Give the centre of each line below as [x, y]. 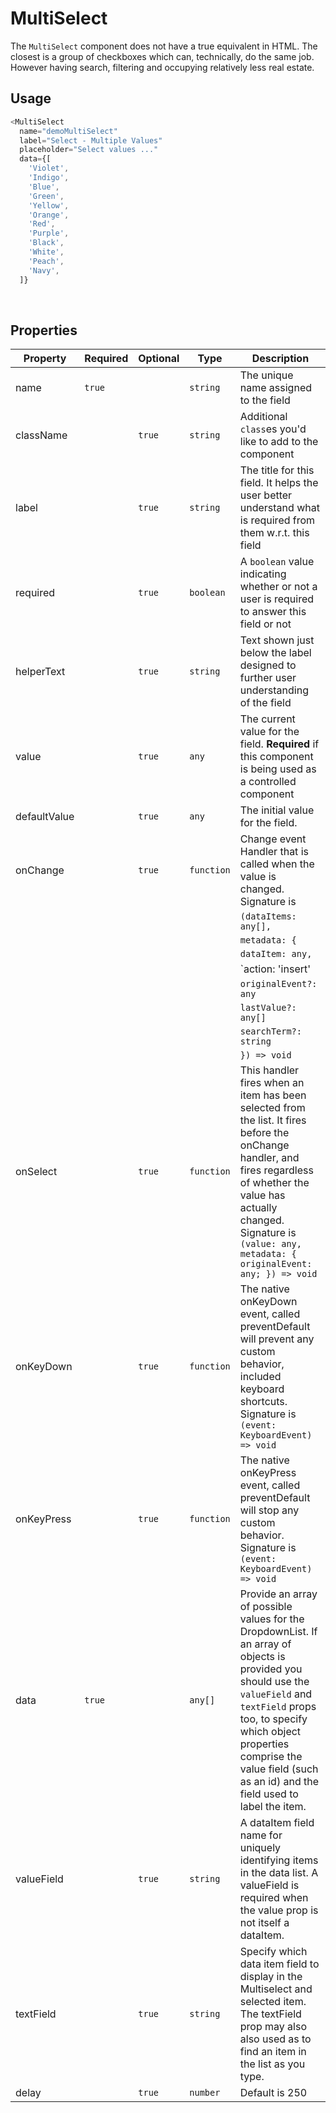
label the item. [273, 1807]
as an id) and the [279, 1782]
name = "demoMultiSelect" [68, 131]
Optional [159, 359]
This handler [269, 1070]
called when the [277, 864]
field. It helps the [279, 483]
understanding [274, 690]
